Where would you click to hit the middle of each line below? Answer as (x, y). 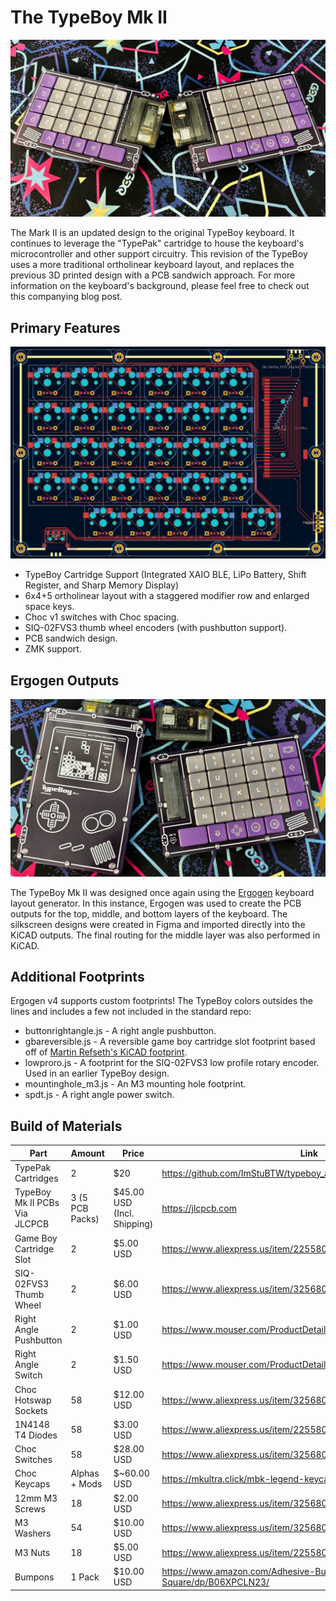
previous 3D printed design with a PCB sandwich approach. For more (153, 275)
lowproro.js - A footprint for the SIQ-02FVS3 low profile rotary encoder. (172, 1063)
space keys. (49, 607)
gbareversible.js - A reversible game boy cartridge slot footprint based (170, 1042)
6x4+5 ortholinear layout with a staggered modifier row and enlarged (167, 596)
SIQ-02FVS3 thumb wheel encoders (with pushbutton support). (156, 628)
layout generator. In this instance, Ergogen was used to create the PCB (156, 903)
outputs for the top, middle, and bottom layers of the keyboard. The (149, 913)
